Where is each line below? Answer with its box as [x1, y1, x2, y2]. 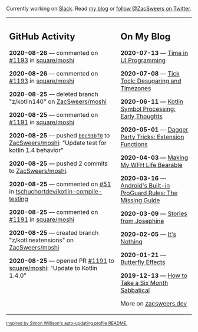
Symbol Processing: [120, 104, 176, 113]
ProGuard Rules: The [120, 189, 178, 197]
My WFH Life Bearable [120, 160, 183, 169]
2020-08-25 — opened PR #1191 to [9, 257, 115, 265]
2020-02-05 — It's [120, 230, 177, 238]
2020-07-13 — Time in [120, 48, 189, 57]
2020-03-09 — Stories [120, 209, 187, 218]
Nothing [120, 237, 143, 245]
